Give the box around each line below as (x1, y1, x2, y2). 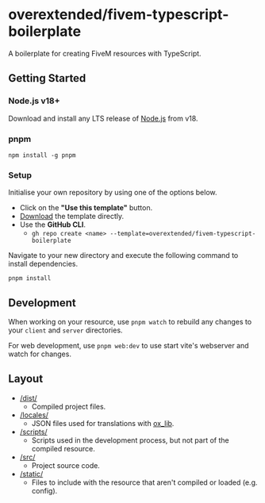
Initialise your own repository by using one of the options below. (8, 188, 217, 198)
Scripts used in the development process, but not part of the (31, 435, 229, 445)
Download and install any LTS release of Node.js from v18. (8, 113, 198, 123)
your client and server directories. (8, 325, 123, 335)
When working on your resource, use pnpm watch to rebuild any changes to (8, 317, 252, 327)
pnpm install (8, 275, 52, 282)
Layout (8, 372, 44, 386)
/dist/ (19, 393, 37, 402)
